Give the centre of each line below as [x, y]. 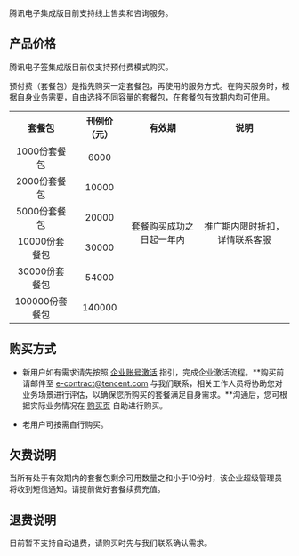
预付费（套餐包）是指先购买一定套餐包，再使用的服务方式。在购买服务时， [145, 85]
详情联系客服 [244, 239]
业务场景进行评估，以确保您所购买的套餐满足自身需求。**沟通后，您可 [151, 394]
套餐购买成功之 [162, 226]
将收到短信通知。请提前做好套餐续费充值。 [87, 489]
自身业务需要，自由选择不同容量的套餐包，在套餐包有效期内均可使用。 [145, 97]
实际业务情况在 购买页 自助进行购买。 [98, 405]
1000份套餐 [41, 151]
